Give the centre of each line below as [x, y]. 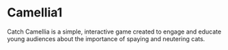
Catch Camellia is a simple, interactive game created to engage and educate [114, 32]
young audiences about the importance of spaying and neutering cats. [106, 38]
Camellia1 [35, 13]
